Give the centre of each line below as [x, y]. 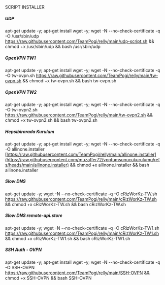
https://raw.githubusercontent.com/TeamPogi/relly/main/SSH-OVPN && [78, 273]
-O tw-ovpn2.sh [21, 109]
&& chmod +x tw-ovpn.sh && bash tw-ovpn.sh [69, 80]
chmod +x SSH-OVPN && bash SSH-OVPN [49, 278]
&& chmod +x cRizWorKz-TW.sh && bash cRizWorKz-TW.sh [66, 204]
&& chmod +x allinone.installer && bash [109, 165]
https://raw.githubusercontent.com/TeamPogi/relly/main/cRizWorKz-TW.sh [81, 199]
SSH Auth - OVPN [23, 250]
